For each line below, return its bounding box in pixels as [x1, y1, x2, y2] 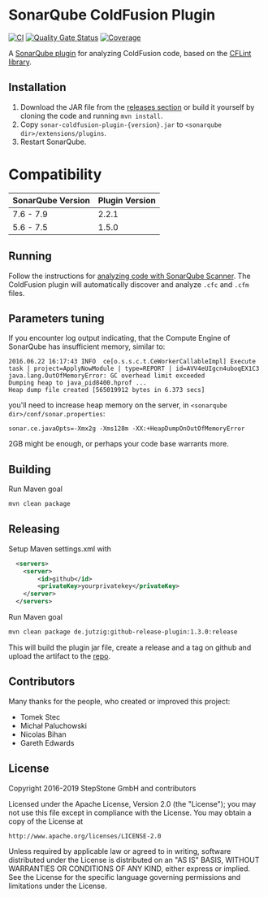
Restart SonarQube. [19, 137, 87, 146]
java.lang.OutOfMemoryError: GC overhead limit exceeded [8, 372, 205, 380]
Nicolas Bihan [19, 729, 67, 739]
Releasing [8, 522, 60, 536]
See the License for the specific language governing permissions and [8, 872, 241, 882]
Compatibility [8, 165, 102, 184]
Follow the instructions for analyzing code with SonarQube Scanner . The [8, 271, 251, 281]
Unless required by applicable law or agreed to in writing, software [8, 846, 231, 856]
